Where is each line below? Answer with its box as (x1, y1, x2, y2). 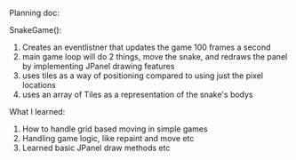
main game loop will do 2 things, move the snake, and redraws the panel (21, 52, 288, 61)
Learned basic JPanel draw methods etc (21, 142, 171, 153)
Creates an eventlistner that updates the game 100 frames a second (21, 42, 271, 52)
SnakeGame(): (9, 25, 62, 35)
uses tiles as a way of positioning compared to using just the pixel (21, 70, 264, 81)
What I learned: (9, 107, 66, 116)
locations (21, 80, 56, 90)
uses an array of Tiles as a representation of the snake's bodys (21, 89, 253, 100)
